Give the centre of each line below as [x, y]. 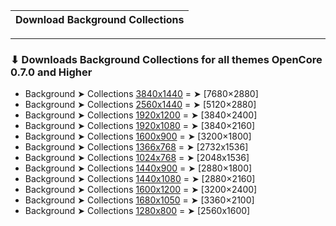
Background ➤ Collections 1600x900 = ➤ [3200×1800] [138, 136]
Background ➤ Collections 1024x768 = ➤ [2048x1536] [137, 158]
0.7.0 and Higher [51, 72]
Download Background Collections [100, 19]
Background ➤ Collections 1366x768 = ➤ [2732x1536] [136, 147]
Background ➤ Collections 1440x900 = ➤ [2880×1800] [138, 168]
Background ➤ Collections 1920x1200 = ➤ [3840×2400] [141, 115]
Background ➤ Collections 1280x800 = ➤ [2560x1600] [137, 211]
